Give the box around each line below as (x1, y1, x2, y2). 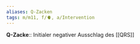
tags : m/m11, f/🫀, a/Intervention (6, 14, 95, 20)
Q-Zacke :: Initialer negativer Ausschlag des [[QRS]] (6, 31, 135, 38)
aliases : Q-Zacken (6, 8, 52, 15)
